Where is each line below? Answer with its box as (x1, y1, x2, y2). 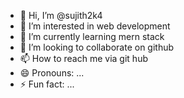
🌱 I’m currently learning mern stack (19, 31, 165, 42)
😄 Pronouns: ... (19, 67, 85, 79)
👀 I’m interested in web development (19, 20, 171, 32)
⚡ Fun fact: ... (19, 78, 75, 90)
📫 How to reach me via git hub (19, 53, 148, 64)
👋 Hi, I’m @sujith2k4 (19, 10, 103, 21)
